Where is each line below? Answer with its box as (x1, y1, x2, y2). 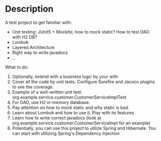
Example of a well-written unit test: (12, 89, 82, 95)
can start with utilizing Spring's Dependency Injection (12, 130, 120, 136)
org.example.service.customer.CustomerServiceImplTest (12, 94, 127, 100)
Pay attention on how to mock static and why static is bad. (12, 105, 130, 110)
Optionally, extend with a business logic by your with (12, 73, 119, 79)
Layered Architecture (12, 44, 55, 50)
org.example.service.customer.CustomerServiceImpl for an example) (12, 120, 151, 126)
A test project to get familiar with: (5, 19, 72, 25)
